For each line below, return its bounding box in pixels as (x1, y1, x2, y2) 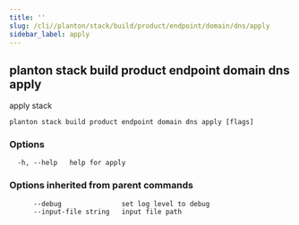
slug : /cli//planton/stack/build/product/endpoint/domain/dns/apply (9, 21, 270, 30)
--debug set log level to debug (32, 199, 210, 208)
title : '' (9, 12, 47, 22)
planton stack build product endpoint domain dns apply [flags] (9, 118, 254, 127)
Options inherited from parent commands (9, 179, 194, 192)
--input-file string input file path (32, 207, 182, 216)
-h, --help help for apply (17, 158, 126, 168)
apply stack (9, 100, 52, 112)
